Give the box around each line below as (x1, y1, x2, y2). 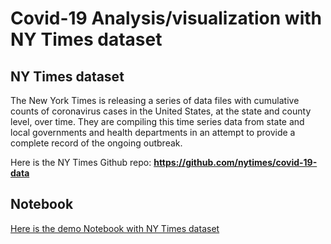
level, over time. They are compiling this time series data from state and (10, 116, 305, 127)
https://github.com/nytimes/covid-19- (153, 157, 318, 168)
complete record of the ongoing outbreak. (10, 137, 183, 149)
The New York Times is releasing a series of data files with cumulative (10, 95, 300, 106)
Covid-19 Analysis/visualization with (10, 7, 322, 30)
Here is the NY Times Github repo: (10, 157, 152, 168)
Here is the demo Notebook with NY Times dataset (10, 222, 220, 234)
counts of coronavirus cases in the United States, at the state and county (10, 105, 312, 117)
